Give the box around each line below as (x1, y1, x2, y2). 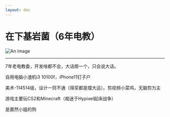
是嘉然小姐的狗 (5, 106, 36, 112)
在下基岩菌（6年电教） (5, 31, 100, 42)
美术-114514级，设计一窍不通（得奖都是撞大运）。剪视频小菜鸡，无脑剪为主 (5, 85, 161, 91)
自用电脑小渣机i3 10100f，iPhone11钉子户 (5, 74, 91, 80)
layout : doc (5, 7, 30, 13)
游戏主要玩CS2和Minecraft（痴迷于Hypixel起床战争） (5, 95, 116, 101)
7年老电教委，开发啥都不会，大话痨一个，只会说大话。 (5, 63, 119, 69)
